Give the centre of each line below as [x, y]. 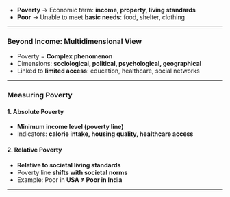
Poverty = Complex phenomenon [65, 56]
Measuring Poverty [40, 95]
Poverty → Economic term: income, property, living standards [106, 10]
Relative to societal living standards [69, 165]
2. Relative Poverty [35, 150]
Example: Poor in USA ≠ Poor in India [69, 179]
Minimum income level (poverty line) [71, 127]
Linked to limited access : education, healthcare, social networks [108, 71]
